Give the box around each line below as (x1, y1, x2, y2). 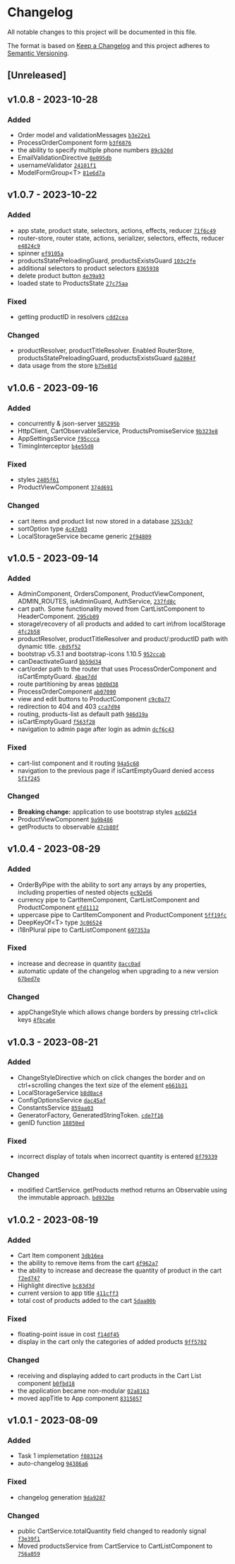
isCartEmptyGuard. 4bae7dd (17, 672, 97, 681)
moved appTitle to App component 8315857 (17, 1393, 143, 1402)
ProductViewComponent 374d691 (17, 483, 114, 492)
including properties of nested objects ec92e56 (17, 887, 153, 896)
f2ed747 (17, 1275, 40, 1282)
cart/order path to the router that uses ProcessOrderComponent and (17, 665, 217, 673)
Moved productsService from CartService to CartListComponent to (17, 1541, 213, 1550)
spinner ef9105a (17, 248, 64, 257)
